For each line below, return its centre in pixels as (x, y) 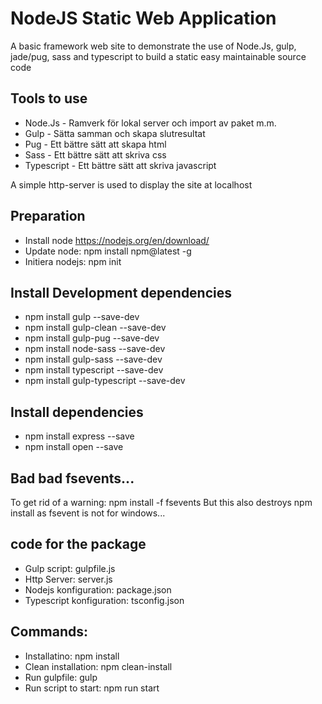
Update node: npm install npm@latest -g (108, 251)
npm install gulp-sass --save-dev (93, 359)
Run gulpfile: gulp (61, 677)
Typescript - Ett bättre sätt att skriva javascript (120, 165)
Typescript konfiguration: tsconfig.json (104, 600)
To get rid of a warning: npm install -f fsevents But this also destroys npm (161, 502)
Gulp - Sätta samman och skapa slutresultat (115, 133)
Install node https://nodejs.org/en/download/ (117, 240)
